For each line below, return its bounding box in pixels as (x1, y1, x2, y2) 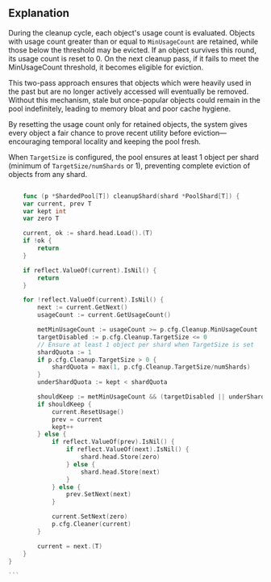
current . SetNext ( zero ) (51, 512, 128, 521)
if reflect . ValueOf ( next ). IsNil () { (65, 445, 190, 453)
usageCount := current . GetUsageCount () (37, 311, 172, 319)
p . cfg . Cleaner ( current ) (51, 521, 131, 529)
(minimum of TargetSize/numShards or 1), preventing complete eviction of (8, 161, 251, 171)
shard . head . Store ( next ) (80, 468, 161, 476)
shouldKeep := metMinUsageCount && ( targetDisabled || (37, 393, 226, 401)
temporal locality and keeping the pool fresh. (52, 137, 202, 146)
